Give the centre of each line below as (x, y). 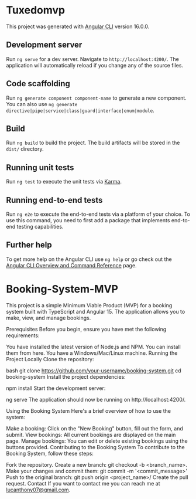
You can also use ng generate (42, 104)
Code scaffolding (38, 84)
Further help (29, 245)
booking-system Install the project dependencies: (66, 376)
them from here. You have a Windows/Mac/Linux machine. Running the (92, 353)
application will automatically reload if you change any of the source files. (94, 65)
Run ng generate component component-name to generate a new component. (97, 98)
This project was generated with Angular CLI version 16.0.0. (78, 26)
